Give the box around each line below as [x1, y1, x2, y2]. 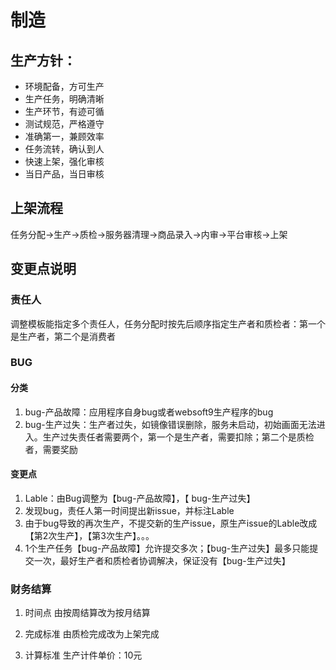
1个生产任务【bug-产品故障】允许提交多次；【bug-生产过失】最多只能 [24, 542, 310, 554]
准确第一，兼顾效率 [24, 131, 105, 142]
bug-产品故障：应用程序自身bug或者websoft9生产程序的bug [24, 406, 274, 418]
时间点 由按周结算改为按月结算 [24, 607, 151, 619]
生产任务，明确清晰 [24, 93, 105, 105]
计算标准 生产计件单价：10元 [24, 649, 143, 661]
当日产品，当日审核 [24, 168, 105, 180]
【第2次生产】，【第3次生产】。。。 [24, 529, 155, 541]
